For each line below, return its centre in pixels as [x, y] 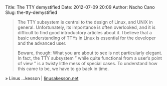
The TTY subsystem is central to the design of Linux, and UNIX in [85, 22]
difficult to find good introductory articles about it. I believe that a [85, 33]
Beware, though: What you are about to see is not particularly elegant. [90, 53]
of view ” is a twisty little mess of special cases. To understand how [88, 63]
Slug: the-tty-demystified [31, 12]
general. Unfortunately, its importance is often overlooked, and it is [86, 27]
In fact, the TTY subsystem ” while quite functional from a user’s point [90, 58]
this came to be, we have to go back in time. [63, 69]
